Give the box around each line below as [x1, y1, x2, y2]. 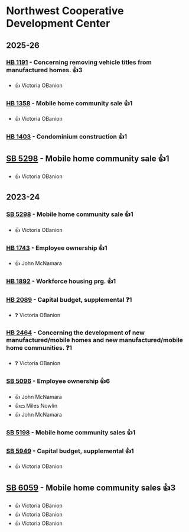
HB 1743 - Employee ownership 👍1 [6, 244, 107, 252]
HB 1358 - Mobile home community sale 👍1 [6, 99, 133, 107]
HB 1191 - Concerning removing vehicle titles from [6, 58, 152, 66]
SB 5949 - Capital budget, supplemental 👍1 [6, 447, 134, 455]
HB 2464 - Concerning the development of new [6, 328, 145, 337]
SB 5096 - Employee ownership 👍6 [6, 377, 110, 385]
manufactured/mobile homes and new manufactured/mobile [6, 336, 183, 344]
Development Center [6, 17, 110, 30]
